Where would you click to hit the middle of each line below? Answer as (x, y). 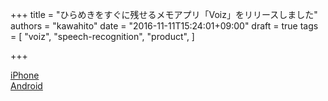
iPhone (25, 75)
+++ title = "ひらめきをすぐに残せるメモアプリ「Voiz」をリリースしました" (164, 14)
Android (26, 86)
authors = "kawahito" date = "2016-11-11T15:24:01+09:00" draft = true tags (164, 26)
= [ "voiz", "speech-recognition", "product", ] (102, 36)
